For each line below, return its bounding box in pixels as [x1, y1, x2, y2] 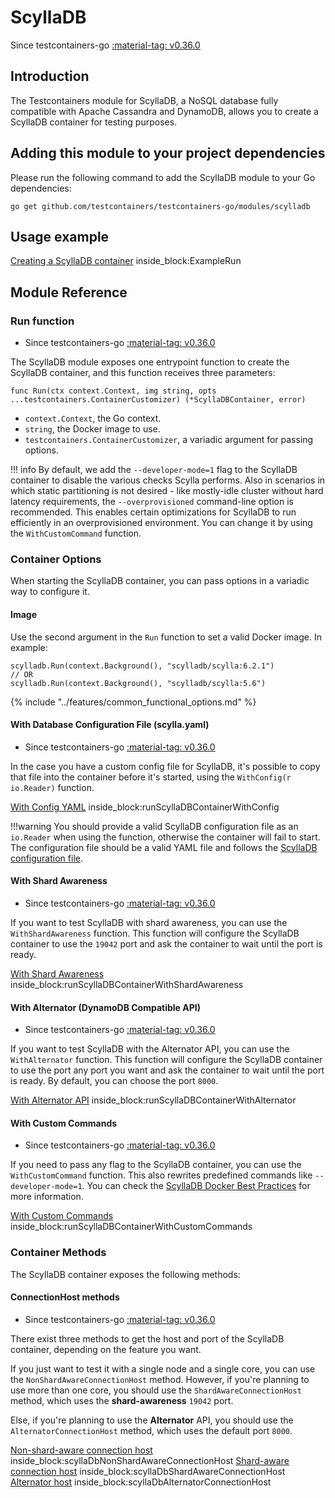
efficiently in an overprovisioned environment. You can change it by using [10, 517, 313, 529]
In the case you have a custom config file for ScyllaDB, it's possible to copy [10, 760, 321, 772]
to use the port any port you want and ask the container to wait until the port [10, 1064, 325, 1076]
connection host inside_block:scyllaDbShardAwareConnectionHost [10, 1465, 286, 1477]
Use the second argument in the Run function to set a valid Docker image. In [10, 631, 322, 643]
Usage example [10, 228, 110, 245]
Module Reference [10, 284, 128, 301]
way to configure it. [10, 586, 90, 598]
